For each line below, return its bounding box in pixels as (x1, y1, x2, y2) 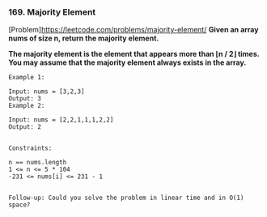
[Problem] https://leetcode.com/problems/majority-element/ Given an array (8, 25, 259, 35)
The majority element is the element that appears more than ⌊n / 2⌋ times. (8, 49, 260, 59)
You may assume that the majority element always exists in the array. (8, 57, 247, 67)
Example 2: (8, 102, 45, 110)
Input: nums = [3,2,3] (8, 87, 85, 96)
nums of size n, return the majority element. (8, 33, 159, 43)
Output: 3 (8, 95, 42, 103)
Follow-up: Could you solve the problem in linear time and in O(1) (8, 194, 244, 202)
